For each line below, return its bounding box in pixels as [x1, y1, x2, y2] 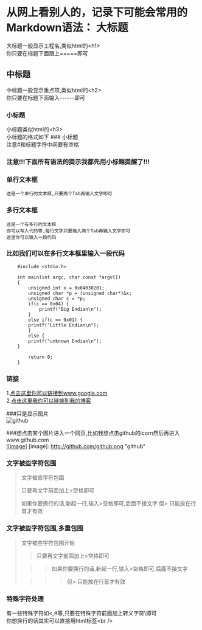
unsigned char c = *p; [28, 296, 86, 302]
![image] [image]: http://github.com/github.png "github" [6, 443, 146, 450]
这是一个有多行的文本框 [6, 221, 57, 227]
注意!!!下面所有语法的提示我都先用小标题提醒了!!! [6, 157, 150, 166]
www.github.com [6, 436, 49, 444]
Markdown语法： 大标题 [6, 21, 129, 35]
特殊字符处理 [6, 594, 44, 603]
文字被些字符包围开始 [21, 539, 75, 546]
